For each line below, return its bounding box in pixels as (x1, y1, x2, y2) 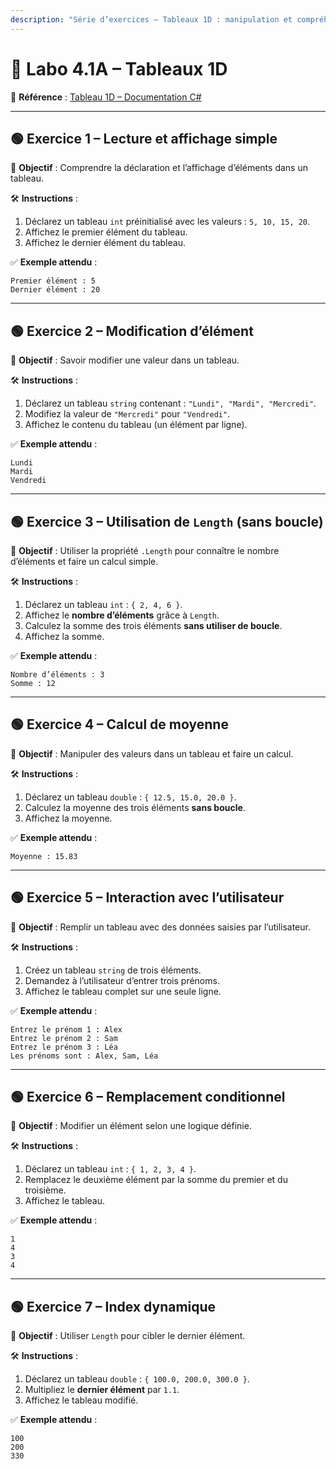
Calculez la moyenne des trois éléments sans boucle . (24, 801, 246, 813)
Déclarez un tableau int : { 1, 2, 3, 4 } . (24, 1163, 197, 1175)
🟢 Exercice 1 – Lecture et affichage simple (10, 130, 278, 147)
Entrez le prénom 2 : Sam (10, 1033, 118, 1043)
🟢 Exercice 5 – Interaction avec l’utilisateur (10, 889, 285, 906)
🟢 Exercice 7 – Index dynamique (10, 1298, 217, 1315)
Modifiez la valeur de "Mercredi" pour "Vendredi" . (24, 408, 231, 420)
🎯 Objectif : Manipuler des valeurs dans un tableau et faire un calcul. (10, 747, 294, 760)
